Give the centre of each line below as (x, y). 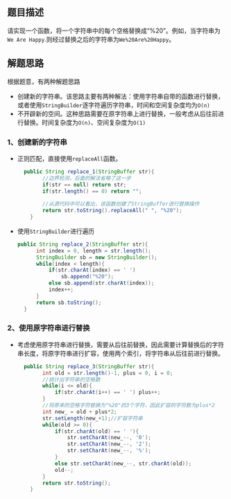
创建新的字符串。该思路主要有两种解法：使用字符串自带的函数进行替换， (120, 96)
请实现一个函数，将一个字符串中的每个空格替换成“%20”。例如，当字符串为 (114, 31)
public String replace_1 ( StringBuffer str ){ (89, 172)
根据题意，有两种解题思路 (44, 81)
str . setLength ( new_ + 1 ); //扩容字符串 (93, 418)
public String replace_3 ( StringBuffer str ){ (89, 366)
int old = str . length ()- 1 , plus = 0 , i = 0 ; (108, 373)
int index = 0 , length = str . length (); (93, 251)
